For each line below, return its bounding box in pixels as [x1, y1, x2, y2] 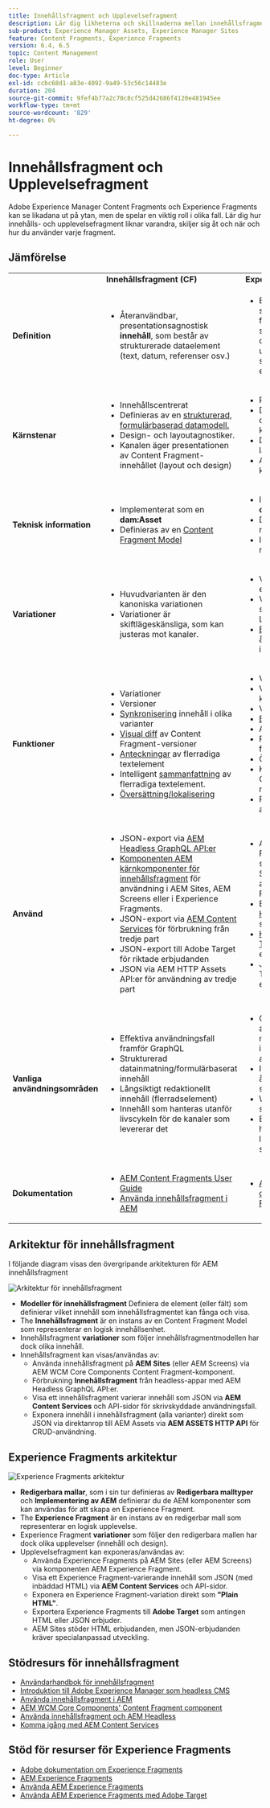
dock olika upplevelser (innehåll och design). [19, 1539, 169, 1548]
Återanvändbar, [119, 310, 178, 321]
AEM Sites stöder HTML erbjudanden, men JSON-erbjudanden [31, 1624, 241, 1633]
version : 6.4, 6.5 [8, 42, 70, 50]
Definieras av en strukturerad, [119, 409, 232, 421]
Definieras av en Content [119, 524, 214, 535]
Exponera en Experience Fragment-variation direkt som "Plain [31, 1590, 239, 1600]
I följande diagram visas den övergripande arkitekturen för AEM [8, 1259, 219, 1269]
